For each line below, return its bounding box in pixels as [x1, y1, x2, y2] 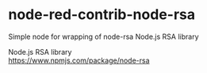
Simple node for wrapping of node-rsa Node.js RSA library [8, 32, 200, 41]
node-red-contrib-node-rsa [8, 6, 196, 24]
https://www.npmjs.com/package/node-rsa [8, 56, 150, 65]
